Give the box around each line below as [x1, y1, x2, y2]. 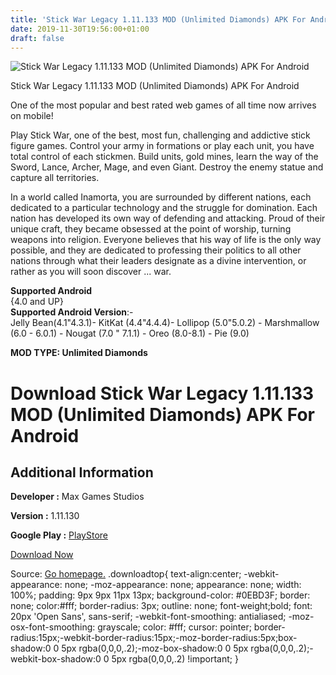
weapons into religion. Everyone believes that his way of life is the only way [10, 234, 322, 246]
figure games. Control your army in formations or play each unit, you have [10, 140, 315, 152]
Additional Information [10, 464, 154, 481]
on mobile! [10, 110, 54, 122]
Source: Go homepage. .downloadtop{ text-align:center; [10, 568, 242, 580]
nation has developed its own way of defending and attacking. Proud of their [10, 212, 326, 225]
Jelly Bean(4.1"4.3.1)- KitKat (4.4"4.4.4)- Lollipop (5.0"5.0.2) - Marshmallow [10, 317, 320, 329]
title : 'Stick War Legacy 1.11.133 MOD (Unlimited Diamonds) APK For [10, 14, 307, 25]
